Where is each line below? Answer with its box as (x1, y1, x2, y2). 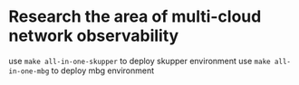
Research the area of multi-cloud (8, 6, 262, 27)
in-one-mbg (8, 66, 50, 76)
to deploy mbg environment (51, 65, 155, 76)
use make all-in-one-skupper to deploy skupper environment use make (8, 55, 271, 66)
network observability (8, 25, 179, 46)
